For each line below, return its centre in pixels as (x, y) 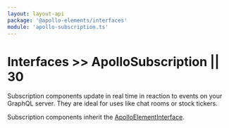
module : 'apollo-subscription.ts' (58, 27)
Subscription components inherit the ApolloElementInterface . (96, 117)
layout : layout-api (36, 14)
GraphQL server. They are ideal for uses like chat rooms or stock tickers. (113, 103)
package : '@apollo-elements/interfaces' (68, 20)
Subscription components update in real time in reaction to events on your (115, 96)
